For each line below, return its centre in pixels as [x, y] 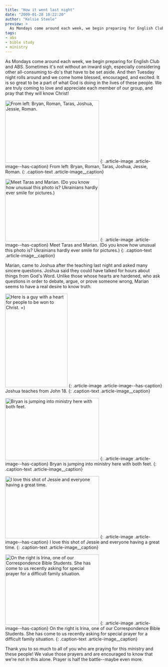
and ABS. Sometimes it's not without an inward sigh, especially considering [83, 67]
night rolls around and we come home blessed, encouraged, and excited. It [82, 77]
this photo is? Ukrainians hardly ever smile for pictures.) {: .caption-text [78, 250]
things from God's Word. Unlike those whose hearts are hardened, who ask [83, 276]
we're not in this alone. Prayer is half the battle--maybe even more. [74, 659]
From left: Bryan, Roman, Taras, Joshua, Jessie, [99, 166]
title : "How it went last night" [40, 10]
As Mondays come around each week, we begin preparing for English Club [82, 61]
